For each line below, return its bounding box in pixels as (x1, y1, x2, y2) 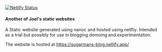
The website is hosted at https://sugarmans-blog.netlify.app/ (5, 42, 129, 48)
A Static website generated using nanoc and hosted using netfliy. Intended (5, 27, 158, 33)
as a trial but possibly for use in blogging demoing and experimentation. (5, 32, 152, 38)
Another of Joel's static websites (5, 16, 75, 22)
